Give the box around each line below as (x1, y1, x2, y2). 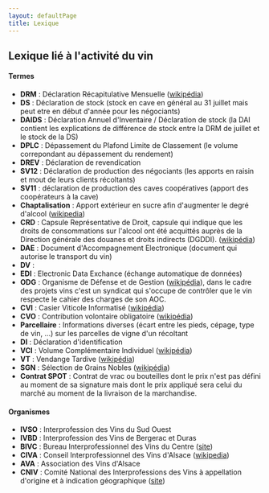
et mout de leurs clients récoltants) (19, 175, 136, 185)
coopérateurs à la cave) (19, 192, 99, 202)
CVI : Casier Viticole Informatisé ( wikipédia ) (19, 303, 165, 313)
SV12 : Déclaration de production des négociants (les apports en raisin (19, 166, 255, 176)
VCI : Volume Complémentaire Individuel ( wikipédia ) (19, 346, 193, 355)
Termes (8, 72, 35, 81)
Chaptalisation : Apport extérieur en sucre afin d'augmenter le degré (19, 200, 249, 210)
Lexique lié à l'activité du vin (8, 49, 154, 63)
